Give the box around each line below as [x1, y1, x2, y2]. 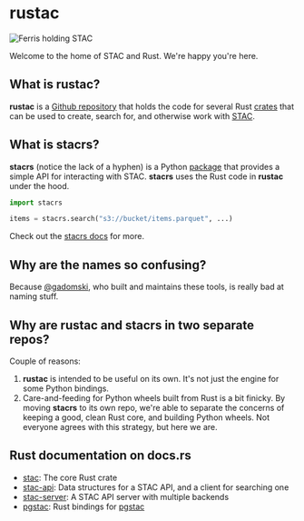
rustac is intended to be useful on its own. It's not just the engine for [22, 373, 279, 384]
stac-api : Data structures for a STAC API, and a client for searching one [22, 481, 289, 493]
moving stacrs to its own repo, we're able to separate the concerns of [22, 402, 285, 413]
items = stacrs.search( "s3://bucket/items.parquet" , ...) [9, 215, 233, 224]
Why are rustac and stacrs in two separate [9, 317, 255, 333]
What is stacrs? [9, 137, 100, 153]
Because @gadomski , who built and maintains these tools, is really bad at [9, 281, 284, 293]
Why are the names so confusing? [9, 257, 207, 273]
